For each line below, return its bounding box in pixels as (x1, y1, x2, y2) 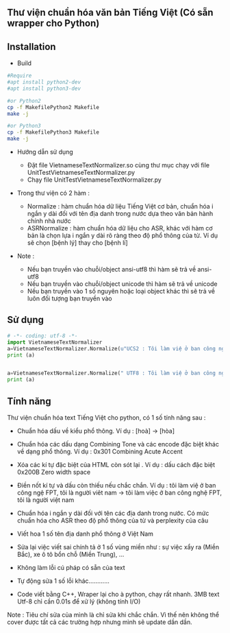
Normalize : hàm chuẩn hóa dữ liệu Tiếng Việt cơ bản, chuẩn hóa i (27, 202, 214, 211)
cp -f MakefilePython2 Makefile (7, 104, 99, 110)
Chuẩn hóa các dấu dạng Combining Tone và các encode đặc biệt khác (16, 440, 219, 448)
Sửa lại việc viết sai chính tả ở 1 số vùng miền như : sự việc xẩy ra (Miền (16, 542, 220, 551)
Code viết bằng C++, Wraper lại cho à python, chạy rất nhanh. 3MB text (16, 590, 220, 598)
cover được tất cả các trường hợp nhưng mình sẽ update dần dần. (7, 618, 193, 626)
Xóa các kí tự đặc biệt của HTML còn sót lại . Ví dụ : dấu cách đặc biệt (16, 460, 216, 468)
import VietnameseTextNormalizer (7, 339, 103, 346)
